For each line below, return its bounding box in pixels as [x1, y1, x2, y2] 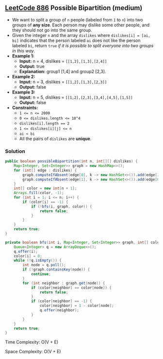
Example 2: [12, 73, 35, 79]
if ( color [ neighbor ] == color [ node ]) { [31, 285, 112, 290]
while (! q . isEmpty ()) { [14, 258, 62, 263]
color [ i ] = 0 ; [14, 253, 42, 258]
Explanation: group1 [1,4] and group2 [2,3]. [19, 68, 106, 74]
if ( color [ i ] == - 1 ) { [22, 199, 68, 204]
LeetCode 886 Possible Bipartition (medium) [5, 4, 143, 12]
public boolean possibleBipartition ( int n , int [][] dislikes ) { [5, 159, 138, 164]
